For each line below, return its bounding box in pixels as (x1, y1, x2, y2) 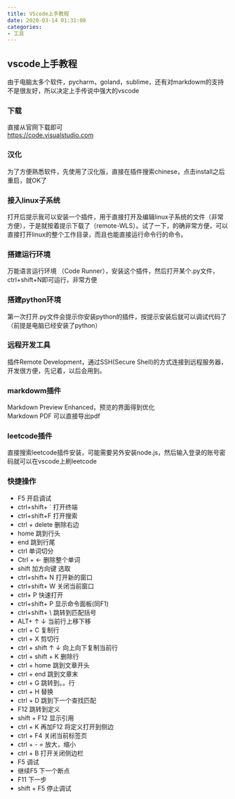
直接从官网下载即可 (7, 123, 63, 132)
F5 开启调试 (17, 494, 52, 502)
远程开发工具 (7, 340, 51, 350)
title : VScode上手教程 (7, 10, 69, 18)
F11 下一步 (17, 775, 47, 784)
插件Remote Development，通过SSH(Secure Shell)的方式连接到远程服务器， (7, 357, 227, 366)
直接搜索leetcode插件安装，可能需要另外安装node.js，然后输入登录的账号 (7, 448, 220, 457)
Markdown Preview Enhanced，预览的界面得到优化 (7, 403, 156, 411)
